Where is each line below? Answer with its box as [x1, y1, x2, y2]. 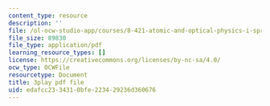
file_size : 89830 [8, 33, 67, 42]
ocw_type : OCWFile [8, 64, 70, 72]
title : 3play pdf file [8, 78, 84, 86]
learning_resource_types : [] [8, 49, 106, 57]
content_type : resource [8, 11, 88, 20]
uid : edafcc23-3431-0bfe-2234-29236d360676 [8, 85, 157, 94]
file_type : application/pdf [8, 41, 103, 49]
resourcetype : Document [8, 71, 88, 79]
